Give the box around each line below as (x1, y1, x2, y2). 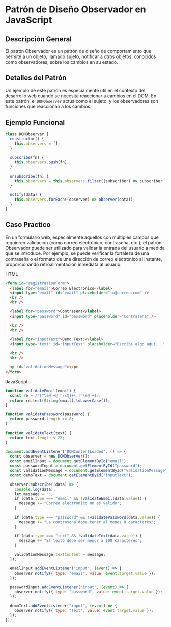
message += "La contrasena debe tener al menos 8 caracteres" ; (18, 519, 156, 525)
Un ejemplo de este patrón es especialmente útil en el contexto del (5, 87, 146, 93)
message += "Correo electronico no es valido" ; (18, 501, 122, 506)
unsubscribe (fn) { (10, 174, 49, 179)
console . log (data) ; (14, 487, 56, 492)
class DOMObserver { (5, 131, 49, 137)
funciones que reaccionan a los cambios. (5, 103, 92, 109)
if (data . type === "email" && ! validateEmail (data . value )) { (14, 496, 147, 501)
